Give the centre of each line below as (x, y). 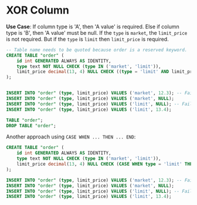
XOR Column (38, 10)
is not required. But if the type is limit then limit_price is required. (87, 39)
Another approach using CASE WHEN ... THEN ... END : (71, 137)
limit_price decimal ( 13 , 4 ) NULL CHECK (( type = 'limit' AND (93, 72)
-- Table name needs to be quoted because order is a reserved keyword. (97, 50)
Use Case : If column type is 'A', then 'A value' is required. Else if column (93, 27)
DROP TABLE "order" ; (31, 125)
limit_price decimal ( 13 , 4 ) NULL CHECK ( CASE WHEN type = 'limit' (99, 164)
